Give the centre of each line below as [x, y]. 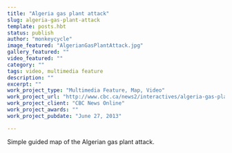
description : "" [30, 78]
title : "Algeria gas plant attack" [58, 13]
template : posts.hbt [37, 26]
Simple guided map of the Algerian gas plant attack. [81, 141]
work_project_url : [33, 97]
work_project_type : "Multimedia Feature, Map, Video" [86, 90]
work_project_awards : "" [43, 110]
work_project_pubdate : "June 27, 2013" [65, 116]
